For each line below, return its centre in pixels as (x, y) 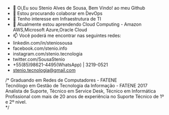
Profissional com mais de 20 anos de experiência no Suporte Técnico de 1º (85, 97)
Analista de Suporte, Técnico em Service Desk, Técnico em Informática (81, 91)
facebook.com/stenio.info (40, 48)
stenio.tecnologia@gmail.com (44, 70)
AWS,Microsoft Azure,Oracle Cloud (50, 30)
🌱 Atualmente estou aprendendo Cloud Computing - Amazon (77, 24)
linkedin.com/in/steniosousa (43, 43)
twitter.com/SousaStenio (39, 59)
